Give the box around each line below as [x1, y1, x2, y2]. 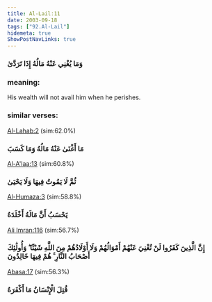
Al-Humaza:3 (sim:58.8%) [7, 192, 82, 201]
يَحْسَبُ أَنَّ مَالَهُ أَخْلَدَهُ [7, 210, 68, 219]
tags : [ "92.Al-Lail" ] [7, 23, 70, 30]
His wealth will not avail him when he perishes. [7, 93, 141, 101]
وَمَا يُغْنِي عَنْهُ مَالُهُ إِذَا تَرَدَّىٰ [7, 59, 83, 69]
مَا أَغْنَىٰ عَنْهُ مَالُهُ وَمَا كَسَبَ [7, 144, 84, 153]
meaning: [7, 77, 40, 87]
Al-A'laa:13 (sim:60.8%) [7, 159, 74, 167]
